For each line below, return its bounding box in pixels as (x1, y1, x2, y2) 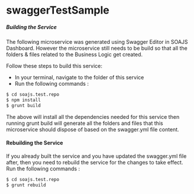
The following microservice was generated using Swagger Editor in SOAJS (6, 38, 188, 46)
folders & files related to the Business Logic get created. (6, 51, 143, 58)
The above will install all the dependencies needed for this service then (6, 113, 180, 120)
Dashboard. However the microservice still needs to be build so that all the (6, 45, 187, 52)
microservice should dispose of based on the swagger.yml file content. (6, 125, 179, 133)
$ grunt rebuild (6, 182, 46, 188)
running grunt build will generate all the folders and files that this (6, 119, 164, 127)
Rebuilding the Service (6, 140, 63, 147)
